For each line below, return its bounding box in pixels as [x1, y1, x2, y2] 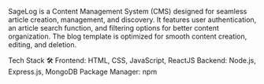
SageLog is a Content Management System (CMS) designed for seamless [8, 7, 247, 16]
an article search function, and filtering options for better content [8, 24, 219, 32]
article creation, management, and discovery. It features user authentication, [8, 15, 257, 24]
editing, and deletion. [8, 40, 77, 49]
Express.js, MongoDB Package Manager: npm [8, 67, 158, 76]
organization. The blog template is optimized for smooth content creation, [8, 31, 247, 41]
